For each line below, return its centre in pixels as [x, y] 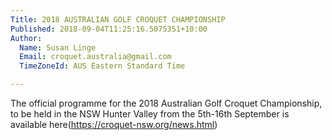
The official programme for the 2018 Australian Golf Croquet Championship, [166, 103]
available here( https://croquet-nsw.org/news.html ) [114, 124]
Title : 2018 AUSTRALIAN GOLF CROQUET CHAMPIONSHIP [118, 19]
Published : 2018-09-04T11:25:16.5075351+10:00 [109, 29]
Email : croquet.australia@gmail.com [95, 57]
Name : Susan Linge [58, 47]
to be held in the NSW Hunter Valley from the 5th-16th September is [150, 114]
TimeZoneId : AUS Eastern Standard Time [102, 66]
